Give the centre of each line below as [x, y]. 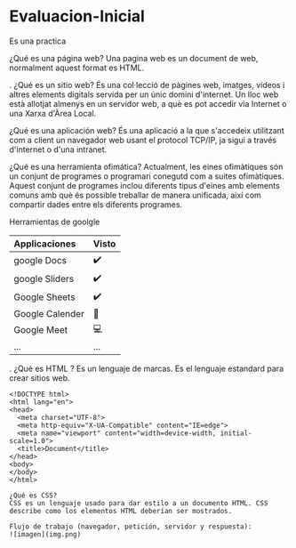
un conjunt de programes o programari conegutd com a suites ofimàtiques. [147, 176]
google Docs [40, 261]
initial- [236, 433]
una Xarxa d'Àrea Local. [53, 113]
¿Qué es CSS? [33, 496]
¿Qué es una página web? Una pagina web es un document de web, [134, 58]
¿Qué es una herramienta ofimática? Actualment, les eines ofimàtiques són [146, 166]
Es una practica [38, 41]
